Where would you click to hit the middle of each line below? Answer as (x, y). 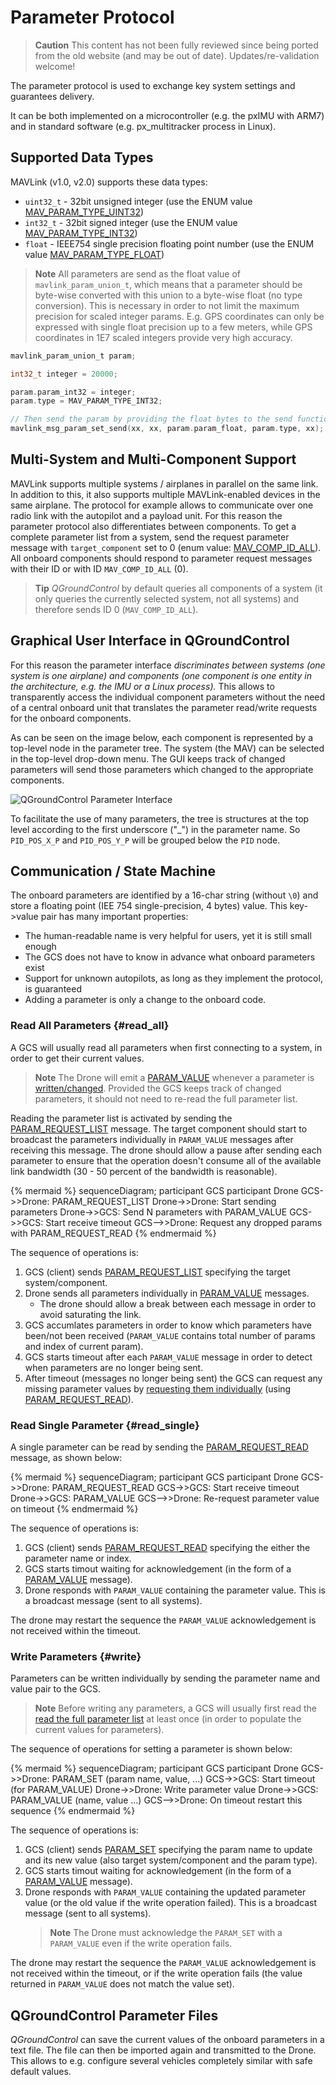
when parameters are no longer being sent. (114, 1367)
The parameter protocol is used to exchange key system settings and (153, 85)
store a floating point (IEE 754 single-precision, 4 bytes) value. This (149, 906)
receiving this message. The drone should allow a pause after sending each (166, 1150)
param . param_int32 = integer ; (73, 392)
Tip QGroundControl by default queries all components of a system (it (178, 588)
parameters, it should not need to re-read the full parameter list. (166, 1098)
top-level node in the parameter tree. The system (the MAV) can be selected (167, 748)
